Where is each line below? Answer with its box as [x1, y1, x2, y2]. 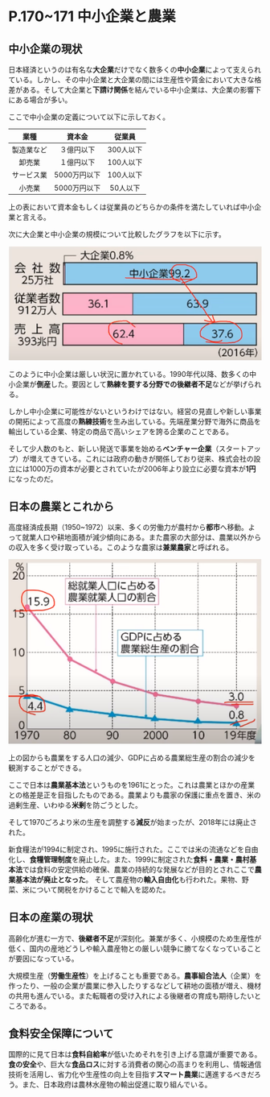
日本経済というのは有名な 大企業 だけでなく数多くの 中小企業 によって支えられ [8, 65, 261, 74]
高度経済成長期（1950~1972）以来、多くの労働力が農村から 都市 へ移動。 [8, 523, 249, 532]
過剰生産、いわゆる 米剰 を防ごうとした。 [8, 800, 142, 809]
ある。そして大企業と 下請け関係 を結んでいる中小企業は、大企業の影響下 [22, 85, 261, 94]
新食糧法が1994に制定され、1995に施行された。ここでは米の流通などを [8, 844, 245, 854]
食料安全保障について [8, 1026, 114, 1040]
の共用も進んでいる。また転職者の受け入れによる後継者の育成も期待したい [8, 991, 255, 1000]
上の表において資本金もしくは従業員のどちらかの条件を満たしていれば [8, 202, 241, 212]
